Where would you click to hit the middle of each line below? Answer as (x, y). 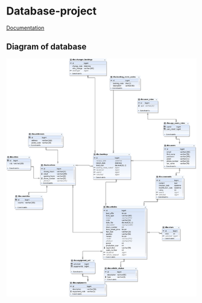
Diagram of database (46, 47)
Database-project (52, 11)
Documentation (25, 28)
